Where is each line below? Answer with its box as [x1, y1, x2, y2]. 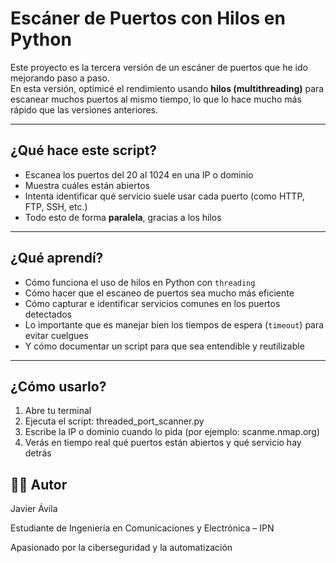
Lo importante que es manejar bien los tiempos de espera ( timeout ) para [24, 318, 325, 331]
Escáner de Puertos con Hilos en [10, 7, 286, 30]
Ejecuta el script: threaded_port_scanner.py [24, 415, 205, 427]
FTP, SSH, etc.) [24, 200, 88, 212]
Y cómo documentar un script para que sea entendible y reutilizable [24, 340, 305, 352]
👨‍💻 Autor [10, 476, 68, 493]
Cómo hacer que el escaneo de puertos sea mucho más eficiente [24, 287, 295, 299]
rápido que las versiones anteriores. [10, 103, 159, 116]
